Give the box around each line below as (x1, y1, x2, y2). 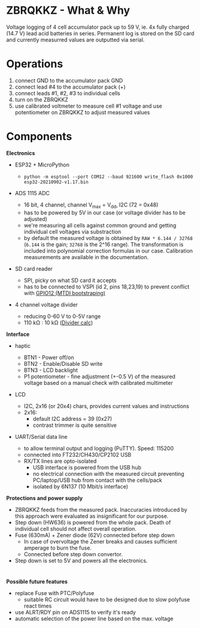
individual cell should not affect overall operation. (14, 525, 137, 532)
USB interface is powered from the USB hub (32, 463, 142, 471)
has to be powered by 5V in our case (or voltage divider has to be (23, 209, 186, 216)
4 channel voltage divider (14, 301, 78, 308)
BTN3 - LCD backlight (23, 366, 78, 374)
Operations (6, 57, 63, 71)
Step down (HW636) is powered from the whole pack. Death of (14, 518, 171, 526)
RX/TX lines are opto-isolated (23, 457, 97, 465)
